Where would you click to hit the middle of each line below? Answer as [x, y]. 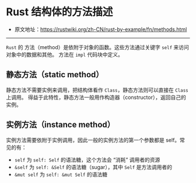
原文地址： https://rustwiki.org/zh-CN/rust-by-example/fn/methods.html [101, 29]
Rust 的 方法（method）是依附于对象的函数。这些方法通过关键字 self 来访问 [98, 47]
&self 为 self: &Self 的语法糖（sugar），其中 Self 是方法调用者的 [93, 167]
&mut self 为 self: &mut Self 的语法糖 [61, 174]
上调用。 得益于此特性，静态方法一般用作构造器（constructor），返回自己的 [96, 97]
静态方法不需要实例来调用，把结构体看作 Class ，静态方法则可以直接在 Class [97, 90]
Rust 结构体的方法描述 [60, 12]
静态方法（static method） [55, 75]
